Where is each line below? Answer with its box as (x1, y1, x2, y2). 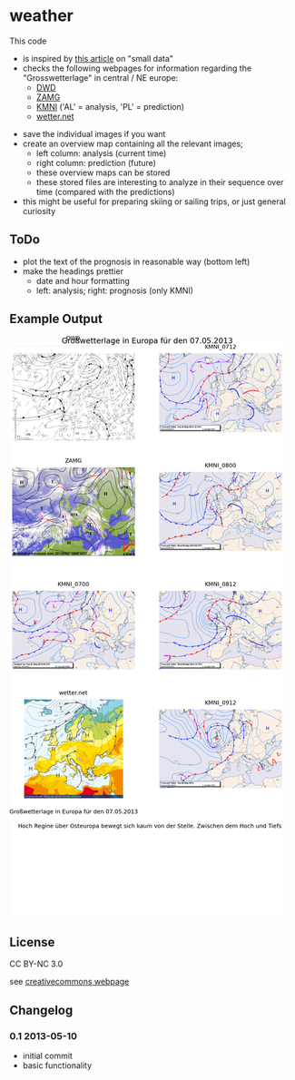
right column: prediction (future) (35, 157, 157, 168)
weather (9, 5, 74, 26)
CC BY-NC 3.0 (9, 958, 64, 969)
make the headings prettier (22, 265, 124, 277)
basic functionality (22, 1060, 93, 1071)
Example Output (9, 311, 103, 327)
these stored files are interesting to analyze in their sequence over (35, 176, 284, 187)
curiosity (22, 205, 56, 216)
